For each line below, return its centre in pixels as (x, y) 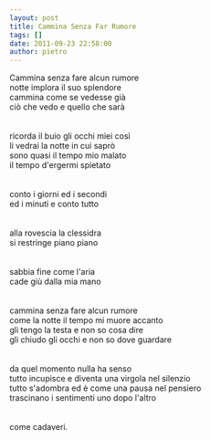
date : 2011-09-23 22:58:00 (61, 43)
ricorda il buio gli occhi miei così (70, 136)
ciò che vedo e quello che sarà (67, 107)
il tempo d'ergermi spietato (60, 165)
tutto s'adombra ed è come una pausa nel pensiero (105, 388)
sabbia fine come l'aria (52, 272)
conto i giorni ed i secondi (58, 194)
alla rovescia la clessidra (56, 233)
